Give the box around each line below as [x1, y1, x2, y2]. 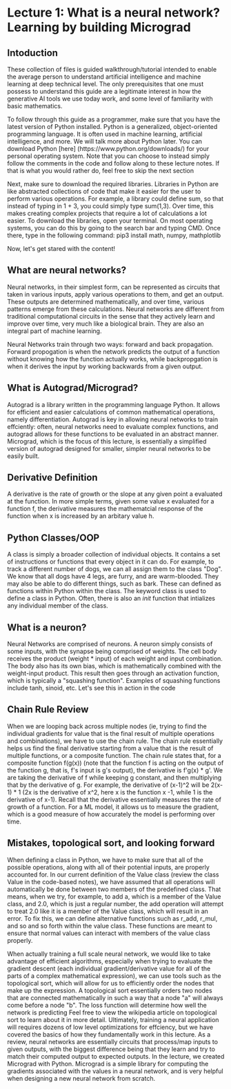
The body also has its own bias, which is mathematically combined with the [7, 662, 221, 670]
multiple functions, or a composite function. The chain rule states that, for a [7, 751, 222, 759]
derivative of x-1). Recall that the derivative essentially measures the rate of [7, 795, 222, 803]
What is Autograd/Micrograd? [7, 382, 139, 394]
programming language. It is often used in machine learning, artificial [7, 130, 203, 138]
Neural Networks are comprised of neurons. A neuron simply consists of [7, 640, 213, 648]
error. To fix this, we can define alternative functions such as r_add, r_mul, [7, 914, 218, 922]
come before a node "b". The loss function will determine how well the [7, 1001, 207, 1009]
